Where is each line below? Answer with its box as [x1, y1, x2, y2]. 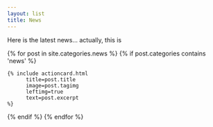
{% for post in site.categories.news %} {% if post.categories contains [7, 49, 206, 58]
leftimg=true [25, 88, 64, 95]
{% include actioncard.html [7, 70, 89, 77]
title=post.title [25, 76, 76, 83]
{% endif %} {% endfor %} [7, 112, 84, 121]
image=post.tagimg [25, 82, 79, 89]
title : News [7, 17, 42, 24]
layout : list [7, 10, 45, 17]
